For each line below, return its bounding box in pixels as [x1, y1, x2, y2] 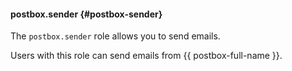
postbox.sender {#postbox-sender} [10, 8, 163, 20]
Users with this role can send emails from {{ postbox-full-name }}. [10, 50, 283, 62]
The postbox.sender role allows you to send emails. [10, 30, 221, 42]
